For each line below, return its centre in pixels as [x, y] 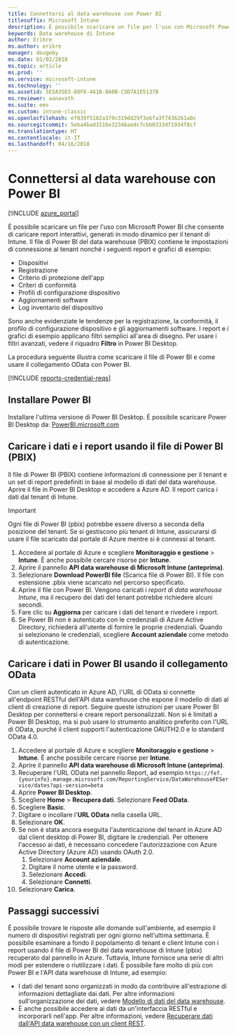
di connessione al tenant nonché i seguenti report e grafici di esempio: [110, 249]
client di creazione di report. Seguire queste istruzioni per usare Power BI [113, 706]
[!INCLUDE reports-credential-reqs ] [60, 378]
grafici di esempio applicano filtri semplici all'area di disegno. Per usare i [112, 336]
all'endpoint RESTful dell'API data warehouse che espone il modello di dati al [118, 699]
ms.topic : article [35, 66]
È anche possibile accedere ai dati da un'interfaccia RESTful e [107, 1009]
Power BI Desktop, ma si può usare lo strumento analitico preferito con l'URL [118, 721]
